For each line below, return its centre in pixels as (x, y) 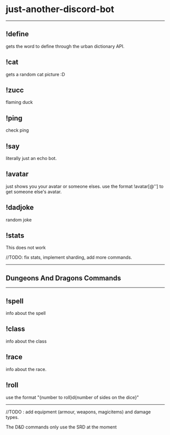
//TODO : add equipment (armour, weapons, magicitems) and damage (78, 412)
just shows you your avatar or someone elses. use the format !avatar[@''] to (84, 186)
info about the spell (26, 313)
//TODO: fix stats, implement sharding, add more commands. (69, 257)
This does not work (26, 248)
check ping (17, 130)
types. (12, 417)
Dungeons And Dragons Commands (64, 278)
